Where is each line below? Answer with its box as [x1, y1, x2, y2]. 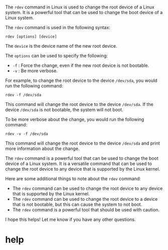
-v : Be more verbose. [12, 68, 58, 74]
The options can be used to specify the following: [5, 53, 108, 59]
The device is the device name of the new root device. [5, 43, 117, 49]
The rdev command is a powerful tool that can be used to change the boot [5, 155, 159, 162]
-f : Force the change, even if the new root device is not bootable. [12, 62, 149, 69]
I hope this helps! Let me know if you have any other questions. [5, 216, 136, 222]
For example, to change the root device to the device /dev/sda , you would [5, 77, 157, 84]
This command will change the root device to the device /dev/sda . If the [5, 101, 154, 107]
